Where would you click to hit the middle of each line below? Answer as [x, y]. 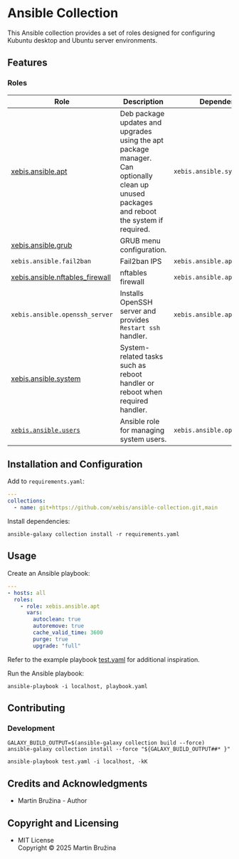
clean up [134, 184]
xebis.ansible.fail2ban [51, 261]
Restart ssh [140, 328]
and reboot [138, 211]
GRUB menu [140, 241]
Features [27, 63]
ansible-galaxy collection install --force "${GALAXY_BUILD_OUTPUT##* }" [119, 749]
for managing [142, 430]
